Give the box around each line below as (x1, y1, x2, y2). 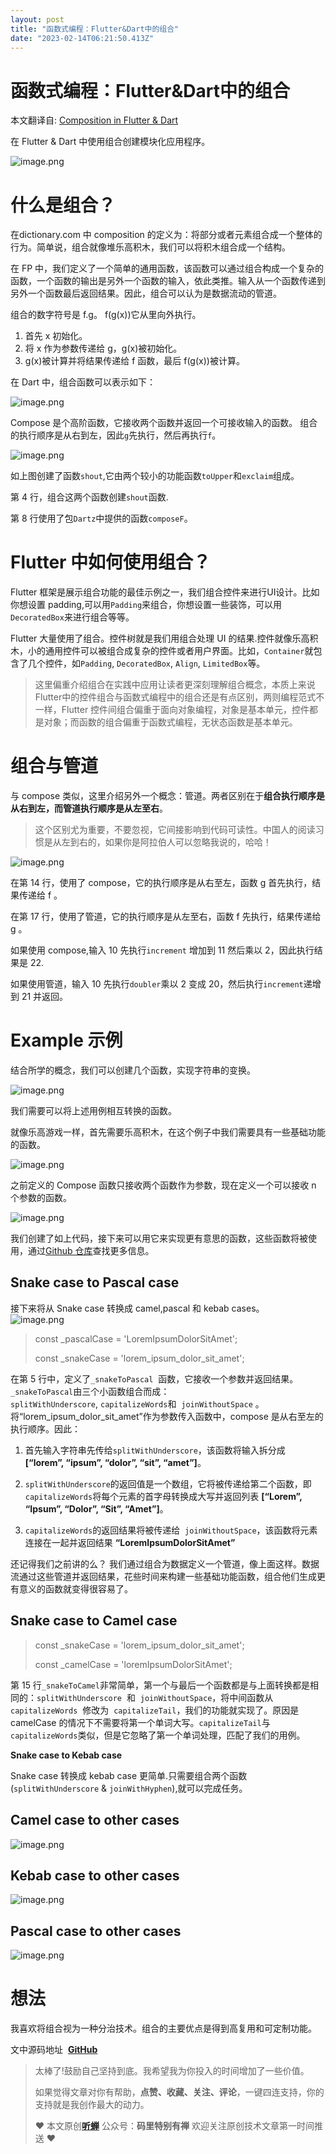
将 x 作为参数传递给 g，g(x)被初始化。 (24, 342, 183, 355)
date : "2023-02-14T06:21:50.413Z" (10, 33, 155, 43)
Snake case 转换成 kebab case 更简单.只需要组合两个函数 (10, 1769, 248, 1781)
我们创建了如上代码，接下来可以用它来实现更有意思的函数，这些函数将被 (10, 1232, 308, 1245)
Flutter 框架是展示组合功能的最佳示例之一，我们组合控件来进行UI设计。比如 (10, 586, 320, 598)
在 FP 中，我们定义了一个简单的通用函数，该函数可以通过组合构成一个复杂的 (10, 262, 325, 275)
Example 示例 (10, 1029, 123, 1052)
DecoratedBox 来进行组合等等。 (10, 611, 135, 623)
